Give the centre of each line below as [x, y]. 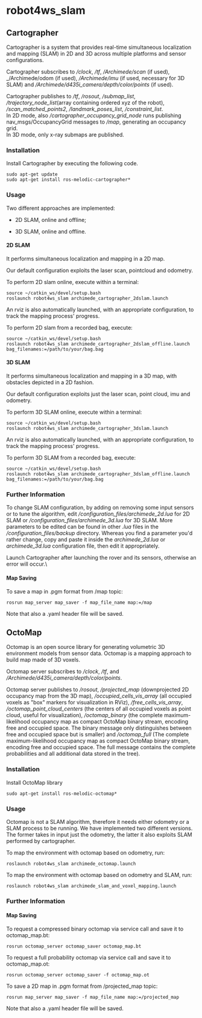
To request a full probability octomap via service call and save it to [89, 958]
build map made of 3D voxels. [43, 660]
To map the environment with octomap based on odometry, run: [85, 852]
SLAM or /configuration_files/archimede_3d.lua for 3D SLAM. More [90, 520]
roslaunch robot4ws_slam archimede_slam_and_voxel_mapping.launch [91, 886]
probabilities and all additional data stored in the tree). [73, 754]
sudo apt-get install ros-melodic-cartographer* [68, 180]
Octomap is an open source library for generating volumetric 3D [86, 647]
